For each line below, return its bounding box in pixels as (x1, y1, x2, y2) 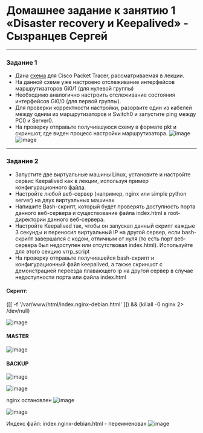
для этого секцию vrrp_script (14, 248, 90, 255)
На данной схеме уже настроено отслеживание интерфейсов (14, 79, 175, 86)
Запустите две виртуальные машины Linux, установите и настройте (14, 170, 191, 178)
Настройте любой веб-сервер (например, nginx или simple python (14, 190, 187, 197)
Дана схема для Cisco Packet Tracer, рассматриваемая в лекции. (14, 72, 185, 79)
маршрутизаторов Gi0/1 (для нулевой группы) (14, 85, 134, 92)
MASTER (6, 333, 29, 340)
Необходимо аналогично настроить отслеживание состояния (14, 91, 175, 98)
